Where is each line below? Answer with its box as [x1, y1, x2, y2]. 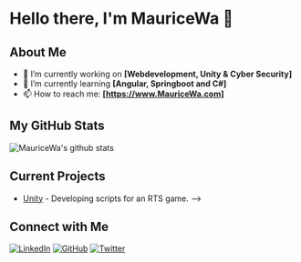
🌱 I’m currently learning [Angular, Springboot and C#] [22, 78, 227, 89]
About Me [9, 45, 67, 60]
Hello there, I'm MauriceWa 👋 [9, 8, 234, 29]
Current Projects [9, 168, 106, 185]
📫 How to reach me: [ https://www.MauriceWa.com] [22, 88, 224, 99]
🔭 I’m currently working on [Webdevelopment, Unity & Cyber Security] [22, 68, 293, 79]
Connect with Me [9, 219, 109, 235]
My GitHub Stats [9, 118, 105, 134]
